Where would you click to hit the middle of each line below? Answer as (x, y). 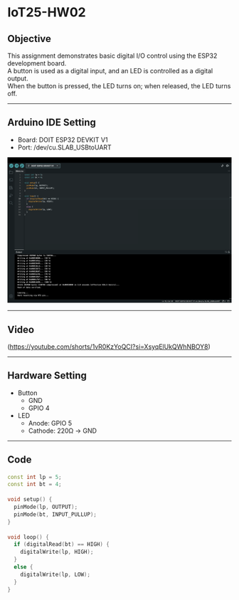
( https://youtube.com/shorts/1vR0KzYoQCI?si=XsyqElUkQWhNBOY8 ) (109, 347)
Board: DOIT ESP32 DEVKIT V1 (63, 140)
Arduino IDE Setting (52, 123)
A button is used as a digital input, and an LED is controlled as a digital (110, 71)
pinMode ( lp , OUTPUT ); (46, 507)
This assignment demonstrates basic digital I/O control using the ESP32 (112, 56)
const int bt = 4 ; (34, 485)
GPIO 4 (39, 408)
